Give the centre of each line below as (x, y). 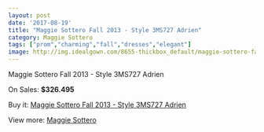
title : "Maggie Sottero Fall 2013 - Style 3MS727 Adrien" (105, 30)
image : (19, 52)
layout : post (29, 15)
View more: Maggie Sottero (52, 120)
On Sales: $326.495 (41, 90)
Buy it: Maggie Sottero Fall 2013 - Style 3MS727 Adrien (97, 104)
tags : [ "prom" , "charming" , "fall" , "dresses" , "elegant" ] (100, 45)
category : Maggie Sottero (50, 37)
